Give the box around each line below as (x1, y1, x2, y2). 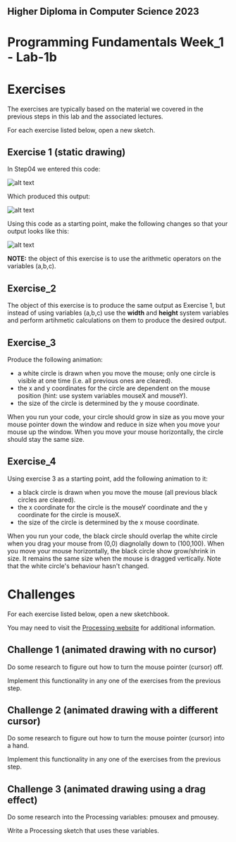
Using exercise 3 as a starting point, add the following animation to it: (7, 474, 208, 483)
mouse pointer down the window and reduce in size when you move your (7, 420, 221, 428)
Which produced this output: (7, 192, 90, 200)
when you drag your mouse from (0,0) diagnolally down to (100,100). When (7, 539, 225, 548)
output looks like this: (7, 227, 69, 236)
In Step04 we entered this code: (7, 165, 101, 174)
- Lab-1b (7, 49, 58, 65)
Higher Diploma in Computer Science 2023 (7, 6, 199, 18)
